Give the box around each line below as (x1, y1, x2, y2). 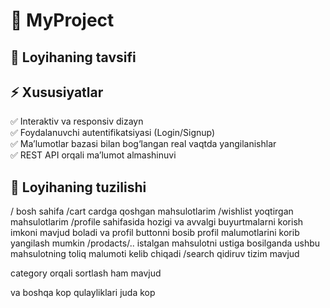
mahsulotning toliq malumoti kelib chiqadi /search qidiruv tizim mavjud (10, 248, 300, 260)
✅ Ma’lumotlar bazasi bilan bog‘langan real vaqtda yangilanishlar (10, 138, 277, 150)
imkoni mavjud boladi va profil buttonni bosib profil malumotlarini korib (10, 227, 300, 239)
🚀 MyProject (10, 9, 115, 32)
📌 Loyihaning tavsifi (10, 49, 137, 66)
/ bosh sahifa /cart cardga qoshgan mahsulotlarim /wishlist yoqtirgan (10, 205, 294, 218)
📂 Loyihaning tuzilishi (10, 179, 147, 196)
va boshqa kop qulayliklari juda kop (10, 287, 156, 299)
